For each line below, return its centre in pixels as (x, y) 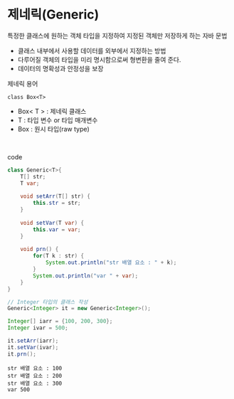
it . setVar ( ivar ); (33, 347)
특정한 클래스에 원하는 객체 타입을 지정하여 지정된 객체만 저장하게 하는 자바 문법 (117, 36)
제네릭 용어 (23, 83)
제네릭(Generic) (53, 15)
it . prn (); (22, 354)
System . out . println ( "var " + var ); (86, 276)
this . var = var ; (57, 229)
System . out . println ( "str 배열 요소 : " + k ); (111, 263)
